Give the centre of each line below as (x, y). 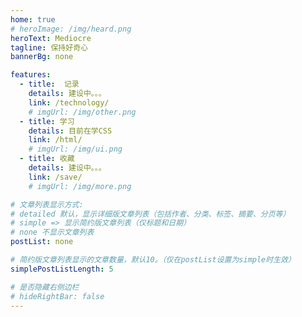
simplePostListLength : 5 (62, 269)
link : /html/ (55, 140)
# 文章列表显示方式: (47, 204)
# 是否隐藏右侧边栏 (45, 287)
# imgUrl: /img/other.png (82, 112)
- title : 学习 (47, 121)
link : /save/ (55, 177)
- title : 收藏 (47, 159)
